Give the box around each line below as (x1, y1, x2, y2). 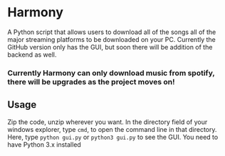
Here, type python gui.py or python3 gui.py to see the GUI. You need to (7, 133, 219, 141)
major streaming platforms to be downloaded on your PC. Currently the (7, 35, 216, 43)
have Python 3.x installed (7, 140, 82, 149)
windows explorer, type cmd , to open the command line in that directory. (7, 125, 217, 133)
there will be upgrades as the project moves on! (7, 77, 176, 87)
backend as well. (7, 50, 57, 59)
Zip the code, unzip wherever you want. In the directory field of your (7, 118, 208, 126)
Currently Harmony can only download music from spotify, (7, 68, 215, 78)
